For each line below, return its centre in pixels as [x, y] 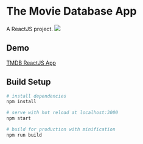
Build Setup [29, 82]
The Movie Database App [71, 11]
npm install [21, 102]
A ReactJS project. [30, 29]
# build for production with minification [61, 129]
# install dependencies [37, 96]
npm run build [24, 135]
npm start [19, 118]
